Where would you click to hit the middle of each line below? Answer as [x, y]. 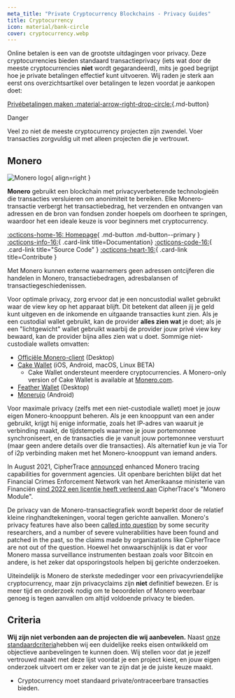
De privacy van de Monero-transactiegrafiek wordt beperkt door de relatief [115, 510]
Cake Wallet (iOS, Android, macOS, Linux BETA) [86, 365]
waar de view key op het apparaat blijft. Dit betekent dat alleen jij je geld [111, 307]
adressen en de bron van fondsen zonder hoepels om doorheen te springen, [117, 214]
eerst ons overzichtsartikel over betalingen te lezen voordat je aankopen [111, 83]
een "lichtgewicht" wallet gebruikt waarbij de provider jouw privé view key [114, 329]
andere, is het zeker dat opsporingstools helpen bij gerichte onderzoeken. [114, 563]
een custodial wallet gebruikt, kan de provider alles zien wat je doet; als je [114, 322]
